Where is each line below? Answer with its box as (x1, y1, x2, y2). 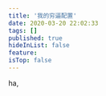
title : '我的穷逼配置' (8, 11, 77, 20)
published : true (8, 34, 63, 42)
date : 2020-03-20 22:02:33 (8, 19, 99, 27)
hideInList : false (8, 42, 70, 50)
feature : (8, 49, 38, 57)
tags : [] (8, 26, 38, 34)
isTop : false (8, 57, 52, 65)
